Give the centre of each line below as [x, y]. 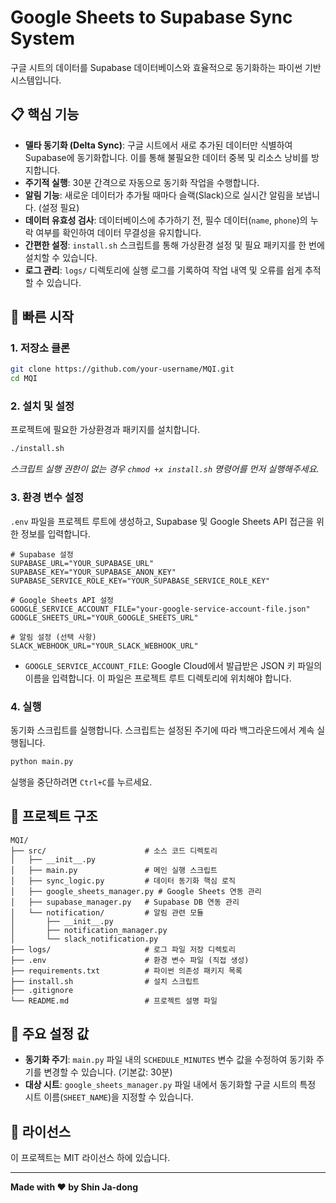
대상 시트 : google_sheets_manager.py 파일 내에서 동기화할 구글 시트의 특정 [170, 1085]
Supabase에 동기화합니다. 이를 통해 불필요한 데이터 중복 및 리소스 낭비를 [166, 157]
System [43, 38]
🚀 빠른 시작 [42, 317]
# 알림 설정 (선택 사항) [53, 637]
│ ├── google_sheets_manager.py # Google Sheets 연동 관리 [136, 891]
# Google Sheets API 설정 [62, 600]
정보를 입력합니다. [55, 533]
